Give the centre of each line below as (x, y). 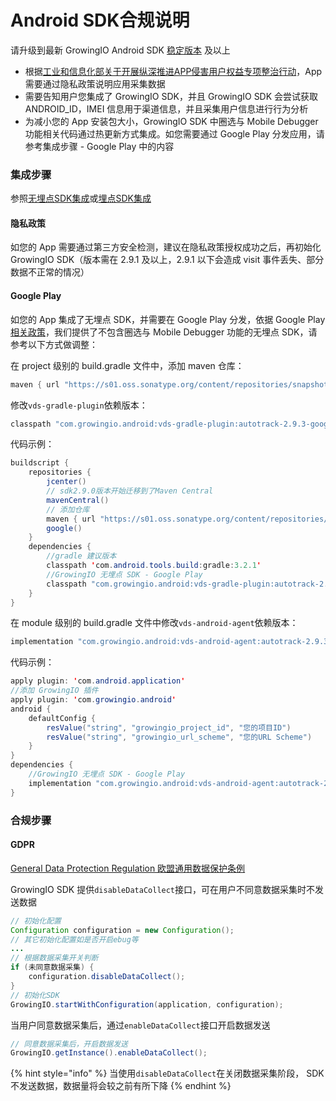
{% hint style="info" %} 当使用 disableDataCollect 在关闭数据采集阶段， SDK (167, 1073)
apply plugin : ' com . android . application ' (98, 681)
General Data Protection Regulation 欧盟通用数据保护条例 (128, 868)
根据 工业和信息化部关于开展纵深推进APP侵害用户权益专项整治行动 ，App (173, 71)
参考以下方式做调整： (54, 344)
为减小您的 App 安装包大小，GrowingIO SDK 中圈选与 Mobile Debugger (171, 121)
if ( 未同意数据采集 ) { (52, 967)
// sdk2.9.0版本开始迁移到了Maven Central (130, 491)
